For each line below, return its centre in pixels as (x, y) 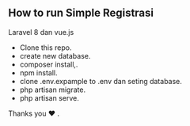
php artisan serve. (49, 97)
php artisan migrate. (52, 90)
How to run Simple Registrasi (81, 13)
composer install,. (49, 64)
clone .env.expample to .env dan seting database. (101, 81)
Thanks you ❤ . (34, 113)
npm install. (38, 73)
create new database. (55, 55)
